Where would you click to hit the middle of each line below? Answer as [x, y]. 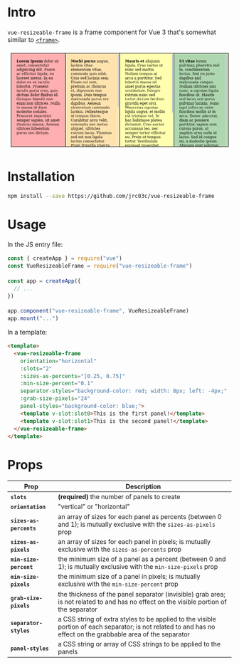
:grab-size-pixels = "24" [55, 399]
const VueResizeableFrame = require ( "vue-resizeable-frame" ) [100, 266]
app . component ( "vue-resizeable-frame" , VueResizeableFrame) [99, 311]
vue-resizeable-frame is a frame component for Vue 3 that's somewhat [112, 32]
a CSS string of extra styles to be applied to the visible [137, 619]
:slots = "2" [36, 368]
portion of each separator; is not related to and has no [137, 627]
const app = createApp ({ [44, 281]
